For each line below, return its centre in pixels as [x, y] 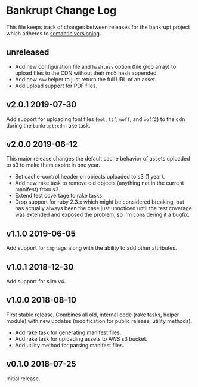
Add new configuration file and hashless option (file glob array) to [95, 66]
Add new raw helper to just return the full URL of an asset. [86, 79]
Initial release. [23, 379]
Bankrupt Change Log [61, 10]
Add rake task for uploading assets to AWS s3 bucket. [81, 338]
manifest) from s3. [38, 189]
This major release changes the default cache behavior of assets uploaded [98, 159]
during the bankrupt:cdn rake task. [48, 125]
